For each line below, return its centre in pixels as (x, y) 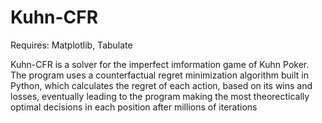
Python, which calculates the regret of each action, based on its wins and (161, 85)
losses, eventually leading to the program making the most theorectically (160, 96)
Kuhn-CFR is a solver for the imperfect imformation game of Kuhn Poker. (160, 64)
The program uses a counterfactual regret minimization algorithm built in (159, 75)
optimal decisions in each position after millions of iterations (134, 107)
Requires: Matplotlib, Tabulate (71, 45)
